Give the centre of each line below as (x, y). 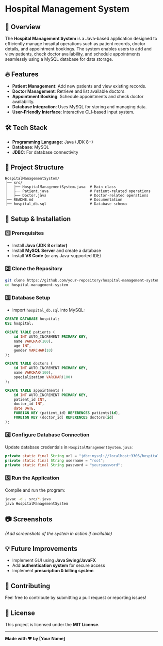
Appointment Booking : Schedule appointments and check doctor (78, 96)
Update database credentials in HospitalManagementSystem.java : (69, 447)
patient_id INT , (30, 399)
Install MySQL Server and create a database (57, 250)
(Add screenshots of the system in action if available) (59, 533)
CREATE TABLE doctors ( (29, 364)
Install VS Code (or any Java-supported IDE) (57, 256)
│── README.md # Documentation (64, 200)
